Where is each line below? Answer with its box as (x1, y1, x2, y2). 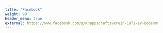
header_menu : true (5, 16, 42, 21)
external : (5, 20, 25, 26)
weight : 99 (5, 12, 27, 16)
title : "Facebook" (5, 7, 42, 12)
